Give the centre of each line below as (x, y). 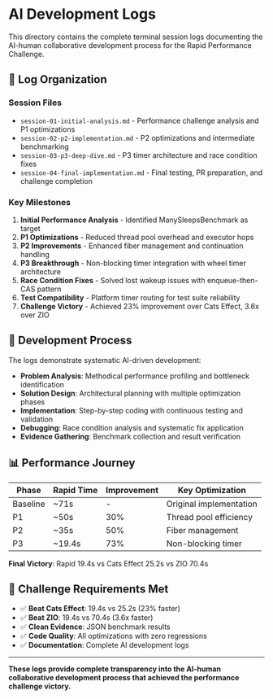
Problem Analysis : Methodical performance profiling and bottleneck (135, 376)
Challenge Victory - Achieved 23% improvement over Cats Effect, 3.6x (140, 306)
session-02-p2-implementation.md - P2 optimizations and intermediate (137, 138)
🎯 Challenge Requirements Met (89, 589)
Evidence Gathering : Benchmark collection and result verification (130, 436)
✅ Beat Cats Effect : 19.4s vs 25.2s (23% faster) (100, 609)
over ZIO (35, 315)
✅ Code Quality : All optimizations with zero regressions (113, 636)
